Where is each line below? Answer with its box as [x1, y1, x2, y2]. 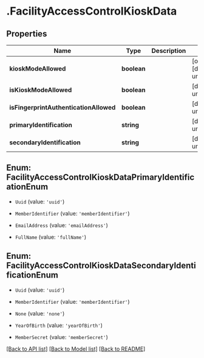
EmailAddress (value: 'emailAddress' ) [15, 221, 108, 229]
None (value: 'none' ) [15, 309, 65, 317]
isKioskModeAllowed [9, 86, 72, 94]
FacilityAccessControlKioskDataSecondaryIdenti [6, 261, 196, 271]
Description [151, 47, 186, 55]
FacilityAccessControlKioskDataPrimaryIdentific [6, 172, 195, 183]
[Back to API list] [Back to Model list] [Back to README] [6, 345, 146, 353]
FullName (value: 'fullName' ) [15, 233, 87, 240]
